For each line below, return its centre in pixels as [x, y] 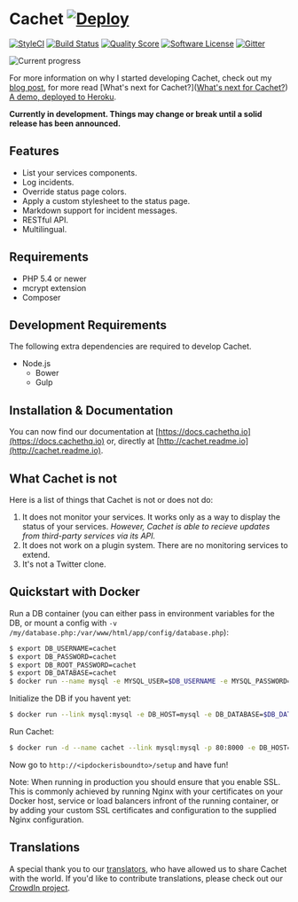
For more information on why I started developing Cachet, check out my [141, 78]
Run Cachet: [32, 732]
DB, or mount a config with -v [63, 623]
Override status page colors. [74, 192]
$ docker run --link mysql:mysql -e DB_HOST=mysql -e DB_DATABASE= [137, 715]
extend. [36, 555]
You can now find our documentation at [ [84, 432]
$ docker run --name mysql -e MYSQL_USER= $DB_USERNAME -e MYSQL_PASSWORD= [150, 682]
